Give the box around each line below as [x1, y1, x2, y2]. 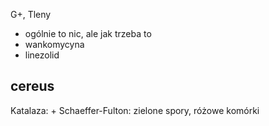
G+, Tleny [10, 9, 52, 20]
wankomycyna [24, 39, 85, 50]
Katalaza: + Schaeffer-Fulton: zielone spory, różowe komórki [10, 104, 260, 116]
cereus [10, 78, 55, 95]
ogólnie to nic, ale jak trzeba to [24, 28, 152, 39]
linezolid [24, 49, 60, 61]
